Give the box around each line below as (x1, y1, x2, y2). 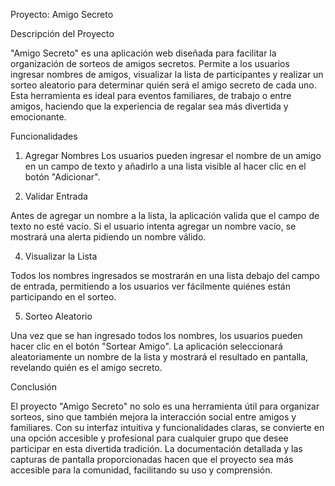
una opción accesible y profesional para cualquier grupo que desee (10, 432, 289, 444)
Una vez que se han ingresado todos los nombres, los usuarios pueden (10, 330, 303, 341)
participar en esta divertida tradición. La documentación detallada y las (10, 443, 303, 454)
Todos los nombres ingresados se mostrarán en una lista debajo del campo (10, 270, 321, 281)
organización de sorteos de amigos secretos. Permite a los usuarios (10, 58, 290, 69)
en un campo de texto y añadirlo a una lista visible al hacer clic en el (24, 160, 307, 172)
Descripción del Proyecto (10, 28, 115, 39)
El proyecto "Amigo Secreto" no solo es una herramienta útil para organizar (10, 400, 320, 412)
